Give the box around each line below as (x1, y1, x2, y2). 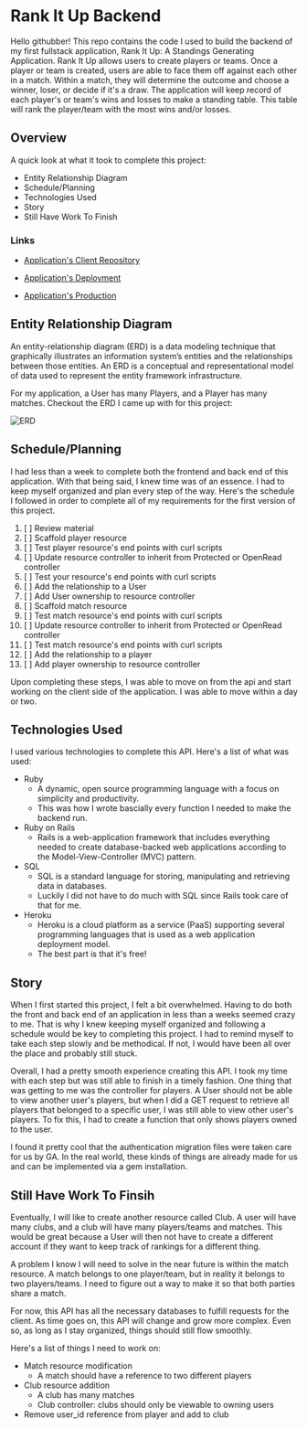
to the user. (10, 1124, 53, 1135)
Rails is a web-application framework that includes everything (37, 832, 270, 843)
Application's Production (23, 290, 117, 302)
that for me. (37, 900, 81, 911)
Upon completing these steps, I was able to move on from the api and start (10, 676, 291, 687)
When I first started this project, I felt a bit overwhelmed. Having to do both (10, 999, 292, 1010)
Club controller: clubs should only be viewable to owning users (37, 1400, 275, 1411)
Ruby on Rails (23, 822, 76, 833)
